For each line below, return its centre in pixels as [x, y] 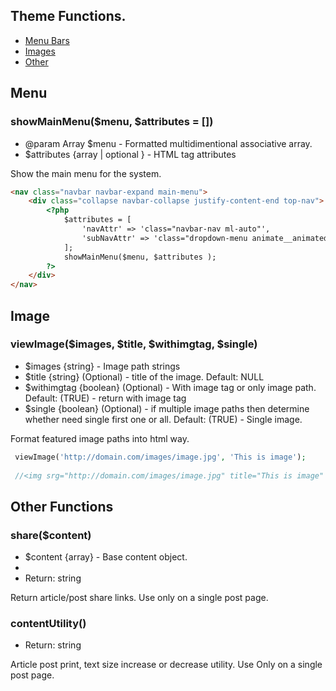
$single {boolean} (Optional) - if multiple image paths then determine [167, 408]
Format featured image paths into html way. [100, 438]
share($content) [51, 535]
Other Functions [62, 506]
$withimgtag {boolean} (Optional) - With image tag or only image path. [170, 387]
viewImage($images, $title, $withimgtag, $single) [134, 344]
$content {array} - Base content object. [106, 557]
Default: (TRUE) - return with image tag [105, 398]
